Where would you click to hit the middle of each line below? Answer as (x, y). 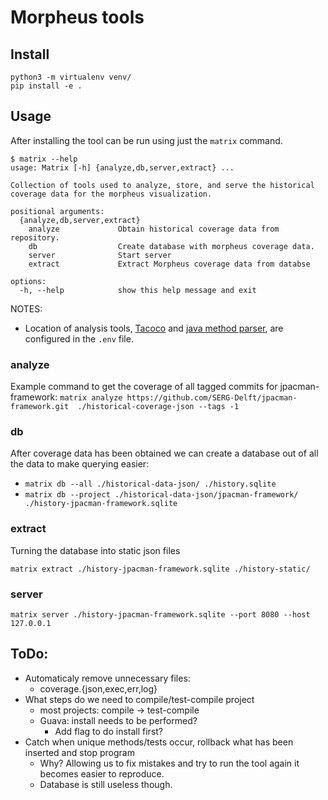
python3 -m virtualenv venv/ (71, 77)
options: (28, 281)
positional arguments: (57, 211)
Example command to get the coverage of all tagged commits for (144, 387)
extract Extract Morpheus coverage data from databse (169, 264)
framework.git (40, 407)
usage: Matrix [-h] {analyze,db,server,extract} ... (122, 167)
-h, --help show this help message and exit (138, 290)
